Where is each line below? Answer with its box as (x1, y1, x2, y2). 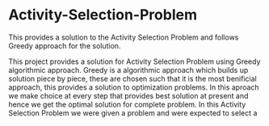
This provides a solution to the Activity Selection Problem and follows (8, 32, 239, 42)
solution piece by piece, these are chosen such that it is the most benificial (8, 73, 257, 83)
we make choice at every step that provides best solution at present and (8, 90, 249, 100)
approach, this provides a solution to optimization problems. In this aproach (8, 82, 260, 92)
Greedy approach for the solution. (8, 40, 121, 50)
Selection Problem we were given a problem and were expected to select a (8, 107, 258, 118)
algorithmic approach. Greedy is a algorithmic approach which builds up (8, 65, 249, 74)
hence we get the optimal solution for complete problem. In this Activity (8, 99, 246, 109)
